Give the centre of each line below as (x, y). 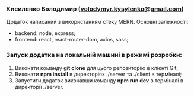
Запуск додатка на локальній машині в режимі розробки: (94, 55)
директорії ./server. (39, 87)
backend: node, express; (45, 33)
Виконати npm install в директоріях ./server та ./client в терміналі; (98, 74)
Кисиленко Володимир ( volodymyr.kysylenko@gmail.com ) (95, 9)
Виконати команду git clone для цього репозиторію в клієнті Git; (96, 68)
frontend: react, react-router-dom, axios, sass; (71, 40)
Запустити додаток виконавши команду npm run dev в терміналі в (99, 80)
